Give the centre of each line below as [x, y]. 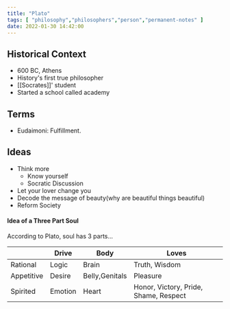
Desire [61, 276]
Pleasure [148, 276]
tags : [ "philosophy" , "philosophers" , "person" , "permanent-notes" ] [105, 20]
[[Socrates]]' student [47, 85]
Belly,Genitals [105, 276]
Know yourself [48, 176]
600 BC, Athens [39, 71]
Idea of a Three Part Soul [43, 221]
